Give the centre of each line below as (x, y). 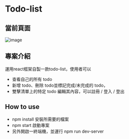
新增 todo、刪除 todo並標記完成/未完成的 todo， (60, 85)
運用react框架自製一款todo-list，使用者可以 (48, 69)
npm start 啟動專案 (31, 125)
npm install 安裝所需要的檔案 (40, 119)
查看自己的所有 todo (32, 79)
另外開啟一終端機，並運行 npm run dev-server (58, 131)
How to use (22, 107)
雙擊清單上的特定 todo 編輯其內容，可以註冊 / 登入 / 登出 (68, 91)
